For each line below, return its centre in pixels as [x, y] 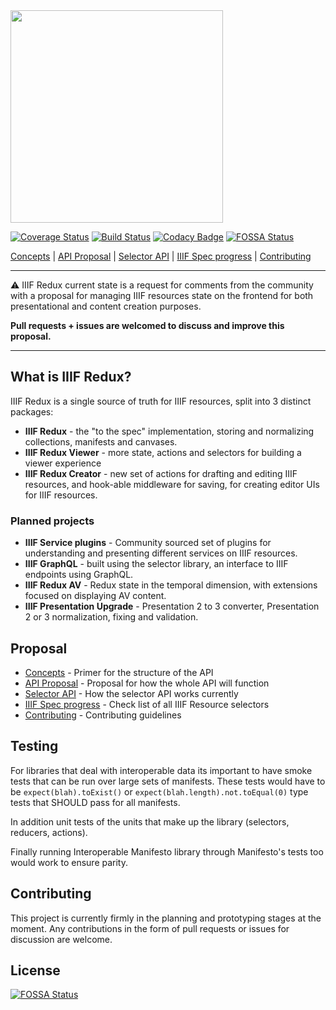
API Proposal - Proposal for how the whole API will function [147, 683]
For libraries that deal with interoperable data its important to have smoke [161, 770]
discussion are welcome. [61, 939]
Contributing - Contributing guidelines [103, 715]
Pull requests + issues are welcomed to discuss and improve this [147, 325]
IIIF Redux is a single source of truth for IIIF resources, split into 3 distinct [161, 401]
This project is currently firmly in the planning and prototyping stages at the [166, 918]
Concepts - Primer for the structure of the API [119, 672]
